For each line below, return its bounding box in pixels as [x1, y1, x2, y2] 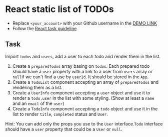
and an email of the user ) [12, 100, 64, 106]
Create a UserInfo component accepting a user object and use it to [12, 89, 150, 96]
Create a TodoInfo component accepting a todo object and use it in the [12, 105, 158, 111]
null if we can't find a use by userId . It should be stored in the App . [12, 74, 149, 80]
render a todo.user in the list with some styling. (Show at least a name [12, 95, 154, 101]
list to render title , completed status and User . [12, 111, 108, 117]
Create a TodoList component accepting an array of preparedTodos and [12, 79, 159, 85]
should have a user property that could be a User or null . [5, 126, 122, 132]
